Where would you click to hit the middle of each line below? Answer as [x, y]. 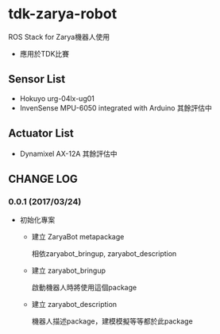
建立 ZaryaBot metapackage [78, 237]
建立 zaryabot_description [74, 305]
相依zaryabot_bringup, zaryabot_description [104, 254]
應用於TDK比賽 [44, 53]
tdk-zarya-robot [63, 14]
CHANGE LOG [43, 179]
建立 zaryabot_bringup [68, 270]
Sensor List [37, 79]
